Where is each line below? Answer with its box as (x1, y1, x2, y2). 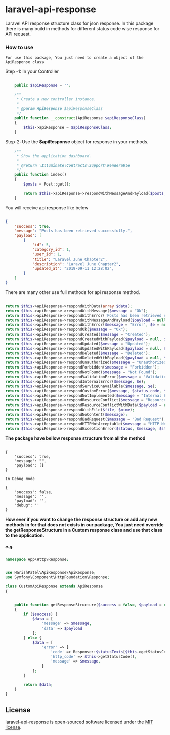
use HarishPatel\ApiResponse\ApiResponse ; (5, 570, 96, 575)
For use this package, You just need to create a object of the (5, 55, 144, 60)
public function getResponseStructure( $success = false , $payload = (14, 602, 162, 607)
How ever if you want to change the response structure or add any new (5, 516, 158, 522)
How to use (5, 44, 34, 51)
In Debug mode (5, 476, 35, 481)
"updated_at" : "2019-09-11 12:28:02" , (32, 266, 114, 271)
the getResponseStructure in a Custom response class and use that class (5, 527, 163, 533)
